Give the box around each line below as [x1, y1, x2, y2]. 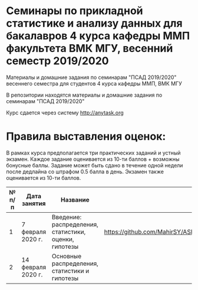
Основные [52, 252, 81, 260]
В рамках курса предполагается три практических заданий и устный [6, 149, 181, 156]
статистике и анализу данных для [6, 17, 183, 30]
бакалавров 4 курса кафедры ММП [6, 29, 190, 42]
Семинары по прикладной [6, 4, 143, 18]
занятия [21, 199, 46, 207]
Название [61, 196, 90, 204]
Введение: [52, 213, 82, 221]
